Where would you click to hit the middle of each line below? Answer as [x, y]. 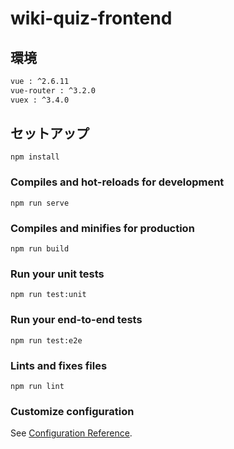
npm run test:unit [48, 295]
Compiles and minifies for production [102, 228]
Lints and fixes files [59, 365]
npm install [35, 157]
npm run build [40, 249]
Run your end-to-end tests [76, 320]
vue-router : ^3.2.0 [53, 90]
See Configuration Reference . [71, 433]
